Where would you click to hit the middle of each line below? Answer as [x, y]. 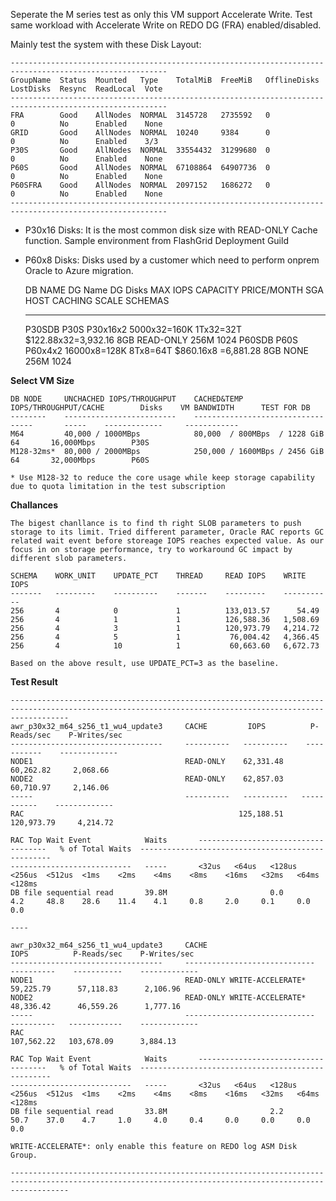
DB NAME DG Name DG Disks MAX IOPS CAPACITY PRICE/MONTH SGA [174, 290]
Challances [34, 505]
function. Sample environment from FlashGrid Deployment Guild [156, 240]
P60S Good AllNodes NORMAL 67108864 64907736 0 [140, 168]
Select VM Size [42, 380]
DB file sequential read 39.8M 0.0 [147, 893]
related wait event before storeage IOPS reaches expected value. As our [167, 541]
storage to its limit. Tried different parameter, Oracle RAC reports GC [167, 532]
